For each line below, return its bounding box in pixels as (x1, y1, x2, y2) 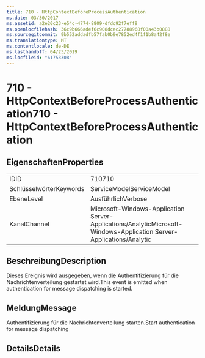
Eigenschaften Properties (6, 157, 104, 168)
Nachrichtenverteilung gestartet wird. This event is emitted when (6, 278, 168, 286)
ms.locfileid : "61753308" (6, 54, 72, 61)
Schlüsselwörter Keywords (9, 184, 85, 193)
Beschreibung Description (6, 256, 107, 266)
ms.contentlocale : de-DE (6, 43, 70, 50)
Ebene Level (9, 194, 43, 203)
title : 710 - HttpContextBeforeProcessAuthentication (6, 9, 146, 15)
